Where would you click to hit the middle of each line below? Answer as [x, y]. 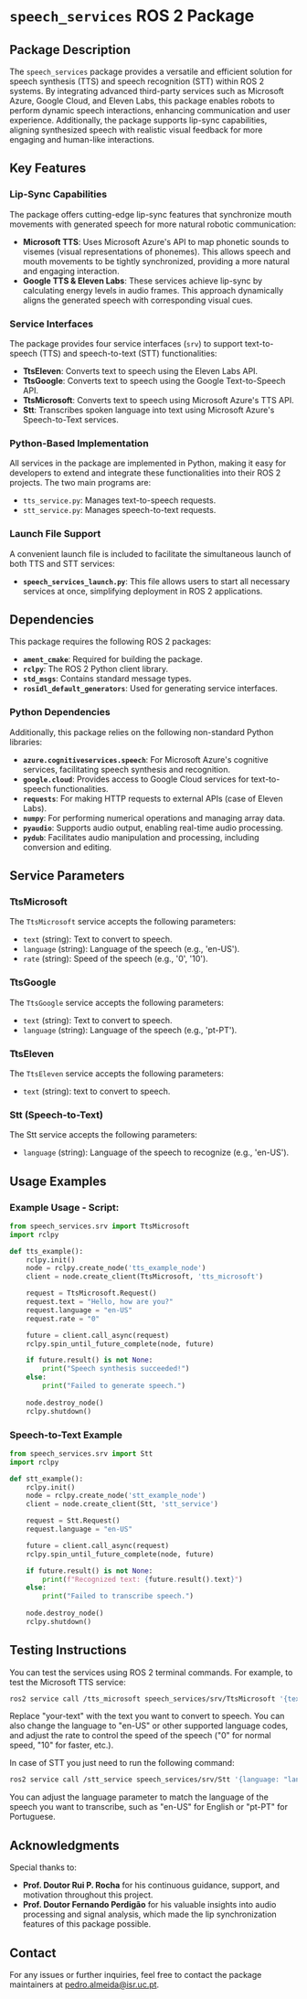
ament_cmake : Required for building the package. [113, 659]
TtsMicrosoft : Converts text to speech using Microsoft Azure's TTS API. [158, 400]
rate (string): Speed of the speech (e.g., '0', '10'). [115, 959]
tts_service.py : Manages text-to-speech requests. [119, 500]
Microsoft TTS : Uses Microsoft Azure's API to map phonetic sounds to [156, 241]
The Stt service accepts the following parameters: [104, 1135]
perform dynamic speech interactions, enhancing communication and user [150, 110]
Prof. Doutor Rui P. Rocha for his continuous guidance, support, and [151, 1886]
